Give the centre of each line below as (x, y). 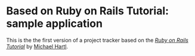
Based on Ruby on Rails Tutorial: (87, 11)
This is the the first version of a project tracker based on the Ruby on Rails (97, 40)
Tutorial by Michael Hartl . (37, 46)
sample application (55, 24)
